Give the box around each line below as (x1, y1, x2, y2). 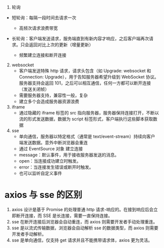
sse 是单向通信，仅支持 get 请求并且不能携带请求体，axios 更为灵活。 (11, 237, 153, 243)
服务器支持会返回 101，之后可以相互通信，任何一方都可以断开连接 (19, 80, 151, 86)
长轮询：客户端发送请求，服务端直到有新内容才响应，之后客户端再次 (11, 36, 149, 41)
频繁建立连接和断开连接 (19, 52, 67, 58)
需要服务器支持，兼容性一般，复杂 (19, 92, 88, 98)
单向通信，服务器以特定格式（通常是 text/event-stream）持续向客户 (19, 134, 155, 139)
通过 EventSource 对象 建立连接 (19, 146, 83, 151)
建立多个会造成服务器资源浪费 (19, 99, 79, 104)
